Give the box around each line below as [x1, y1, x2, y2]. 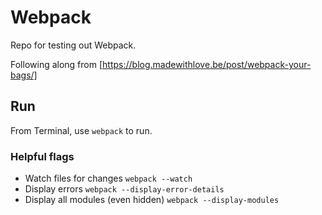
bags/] [10, 69, 38, 81]
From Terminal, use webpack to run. [10, 124, 153, 136]
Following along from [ [10, 58, 103, 70]
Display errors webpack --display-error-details [24, 183, 225, 195]
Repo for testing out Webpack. [10, 39, 137, 51]
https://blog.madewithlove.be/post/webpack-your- [102, 58, 312, 70]
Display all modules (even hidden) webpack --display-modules [24, 194, 280, 206]
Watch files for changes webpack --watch [24, 172, 193, 185]
